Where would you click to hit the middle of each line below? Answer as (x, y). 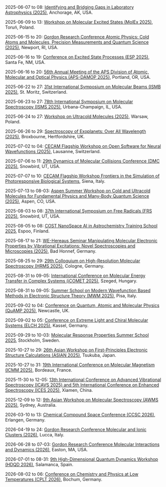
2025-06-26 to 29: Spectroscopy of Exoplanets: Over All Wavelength (76, 131)
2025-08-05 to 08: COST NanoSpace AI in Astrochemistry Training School (81, 226)
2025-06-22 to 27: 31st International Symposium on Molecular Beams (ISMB (83, 87)
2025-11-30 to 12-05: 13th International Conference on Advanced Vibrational (83, 379)
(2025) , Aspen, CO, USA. (30, 201)
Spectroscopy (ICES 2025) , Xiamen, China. (49, 390)
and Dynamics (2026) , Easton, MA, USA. (47, 450)
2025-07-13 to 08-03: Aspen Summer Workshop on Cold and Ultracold (78, 191)
